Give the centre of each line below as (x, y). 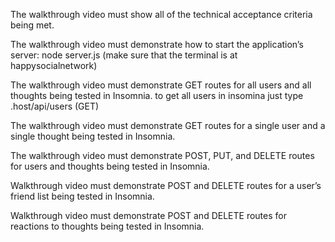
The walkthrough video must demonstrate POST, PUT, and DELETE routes (162, 155)
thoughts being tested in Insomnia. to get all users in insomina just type (157, 95)
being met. (32, 25)
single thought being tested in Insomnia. (93, 136)
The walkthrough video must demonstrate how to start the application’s (157, 44)
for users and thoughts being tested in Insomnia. (110, 166)
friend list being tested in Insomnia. (82, 196)
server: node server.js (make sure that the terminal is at (124, 55)
